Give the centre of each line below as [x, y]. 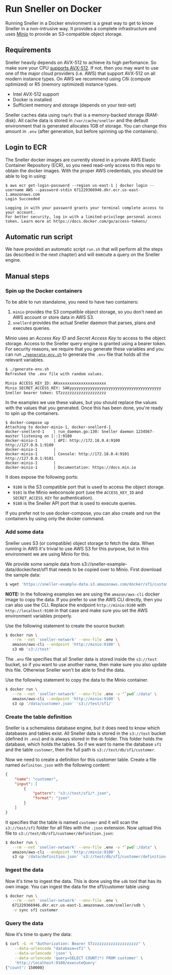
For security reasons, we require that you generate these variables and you [84, 349]
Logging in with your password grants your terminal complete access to [84, 208]
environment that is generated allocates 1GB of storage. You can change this [86, 125]
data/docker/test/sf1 [27, 569]
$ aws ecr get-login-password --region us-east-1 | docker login [76, 185]
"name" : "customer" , [36, 779]
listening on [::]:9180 [47, 436]
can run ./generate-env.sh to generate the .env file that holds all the [77, 354]
